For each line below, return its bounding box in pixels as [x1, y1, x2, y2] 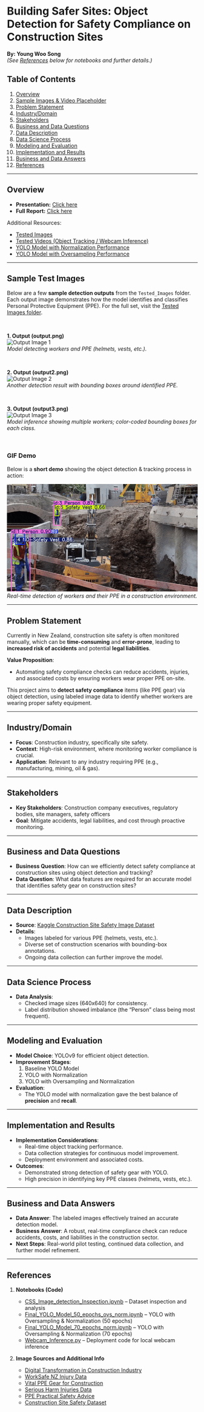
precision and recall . [24, 1097, 77, 1104]
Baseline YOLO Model [24, 1065, 79, 1072]
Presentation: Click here [15, 200, 77, 208]
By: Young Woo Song [7, 50, 61, 57]
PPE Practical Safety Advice [24, 1393, 95, 1400]
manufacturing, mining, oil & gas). [15, 764, 100, 772]
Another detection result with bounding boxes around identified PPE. [7, 381, 178, 389]
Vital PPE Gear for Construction [24, 1380, 104, 1387]
